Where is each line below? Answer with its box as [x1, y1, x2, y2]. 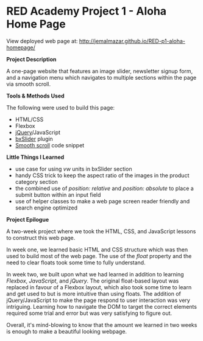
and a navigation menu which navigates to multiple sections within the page [6, 74, 197, 81]
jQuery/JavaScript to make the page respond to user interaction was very [6, 297, 190, 304]
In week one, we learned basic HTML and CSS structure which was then [6, 245, 188, 253]
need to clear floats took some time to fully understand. [6, 259, 146, 266]
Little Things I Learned [6, 153, 65, 161]
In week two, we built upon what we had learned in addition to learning [6, 270, 184, 278]
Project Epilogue [6, 216, 49, 223]
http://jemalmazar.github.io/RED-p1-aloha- [79, 37, 186, 44]
